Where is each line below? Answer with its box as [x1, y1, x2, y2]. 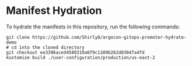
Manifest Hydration [6, 4, 102, 17]
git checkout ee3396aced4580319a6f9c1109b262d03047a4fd [6, 49, 145, 56]
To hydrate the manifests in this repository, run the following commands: [6, 23, 180, 30]
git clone [6, 34, 30, 40]
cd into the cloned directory [11, 45, 85, 50]
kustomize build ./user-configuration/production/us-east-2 [6, 54, 156, 60]
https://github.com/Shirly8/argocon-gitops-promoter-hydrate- [32, 34, 187, 40]
